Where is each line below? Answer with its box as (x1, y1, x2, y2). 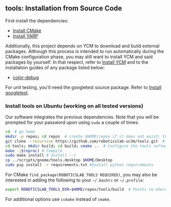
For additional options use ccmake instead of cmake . (5, 196, 111, 202)
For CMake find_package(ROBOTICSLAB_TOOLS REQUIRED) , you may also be (5, 172, 158, 178)
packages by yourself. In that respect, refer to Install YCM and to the (5, 59, 149, 65)
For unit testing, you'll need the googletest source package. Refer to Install (5, 84, 162, 90)
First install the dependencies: (5, 17, 69, 23)
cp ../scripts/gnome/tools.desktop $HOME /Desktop (5, 158, 113, 163)
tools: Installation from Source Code (5, 4, 122, 13)
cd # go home (5, 130, 36, 135)
